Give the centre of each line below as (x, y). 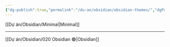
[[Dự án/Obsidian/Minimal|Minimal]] (42, 24)
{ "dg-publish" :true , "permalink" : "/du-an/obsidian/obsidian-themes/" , (80, 10)
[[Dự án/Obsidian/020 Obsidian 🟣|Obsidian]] (52, 39)
